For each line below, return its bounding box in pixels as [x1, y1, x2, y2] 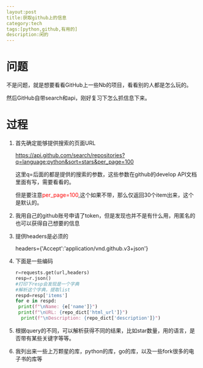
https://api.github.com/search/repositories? [15, 152, 125, 159]
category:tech [6, 20, 43, 26]
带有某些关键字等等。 [20, 334, 75, 342]
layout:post [6, 9, 37, 15]
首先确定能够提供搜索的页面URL [15, 139, 96, 147]
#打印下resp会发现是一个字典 [15, 281, 79, 287]
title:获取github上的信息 [6, 15, 67, 21]
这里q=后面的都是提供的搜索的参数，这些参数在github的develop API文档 [15, 171, 197, 178]
